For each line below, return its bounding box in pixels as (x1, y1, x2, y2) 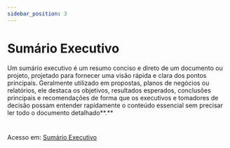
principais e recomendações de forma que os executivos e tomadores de (7, 93, 219, 102)
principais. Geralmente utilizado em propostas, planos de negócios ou (7, 79, 210, 87)
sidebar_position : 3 (7, 10, 68, 18)
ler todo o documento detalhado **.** (7, 108, 114, 116)
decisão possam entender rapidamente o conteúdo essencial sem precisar (7, 101, 223, 109)
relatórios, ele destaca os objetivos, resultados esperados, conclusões (7, 86, 212, 95)
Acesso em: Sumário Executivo (7, 133, 97, 141)
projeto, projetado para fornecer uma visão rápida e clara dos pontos (7, 71, 207, 79)
